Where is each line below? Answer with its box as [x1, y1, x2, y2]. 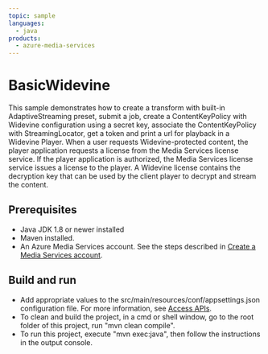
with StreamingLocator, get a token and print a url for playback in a [8, 129, 230, 138]
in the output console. [19, 337, 93, 347]
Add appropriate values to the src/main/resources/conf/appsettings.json [19, 294, 260, 304]
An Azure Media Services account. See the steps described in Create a [19, 241, 256, 251]
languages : [8, 19, 45, 27]
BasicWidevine [8, 76, 111, 95]
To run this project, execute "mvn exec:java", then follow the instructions [19, 329, 261, 339]
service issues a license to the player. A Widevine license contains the [8, 163, 241, 173]
